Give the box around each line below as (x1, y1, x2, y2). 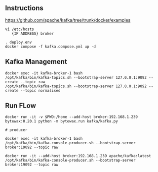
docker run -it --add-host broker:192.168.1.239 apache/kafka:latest (5, 154, 152, 159)
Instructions (5, 4, 43, 12)
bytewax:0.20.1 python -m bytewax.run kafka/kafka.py (5, 119, 118, 124)
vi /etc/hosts (5, 27, 35, 32)
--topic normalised (20, 88, 61, 93)
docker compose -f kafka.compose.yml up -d (5, 44, 96, 49)
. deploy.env (5, 40, 32, 45)
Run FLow (5, 102, 36, 110)
